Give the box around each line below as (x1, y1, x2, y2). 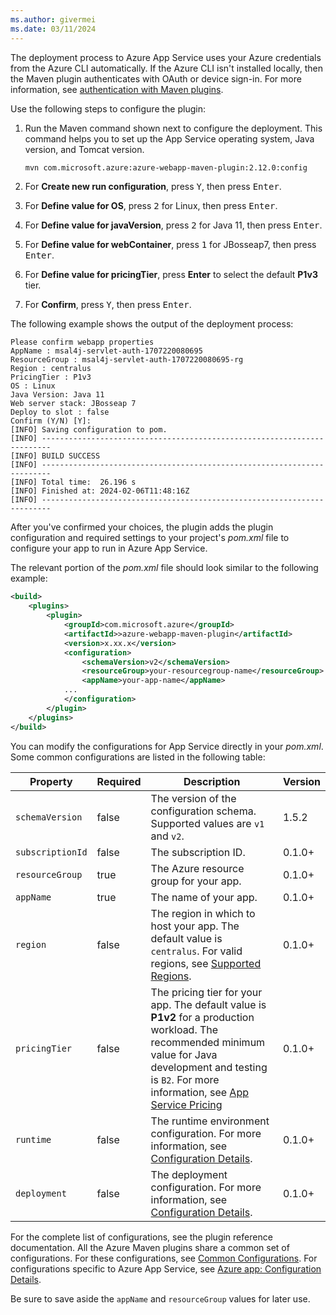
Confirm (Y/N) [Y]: (10, 416, 92, 426)
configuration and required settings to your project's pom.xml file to (10, 532, 290, 544)
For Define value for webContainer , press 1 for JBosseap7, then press (24, 239, 317, 251)
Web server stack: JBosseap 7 (10, 399, 137, 409)
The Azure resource (150, 861, 245, 875)
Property (29, 774, 73, 788)
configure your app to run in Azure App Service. (10, 542, 208, 555)
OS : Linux (10, 381, 56, 391)
